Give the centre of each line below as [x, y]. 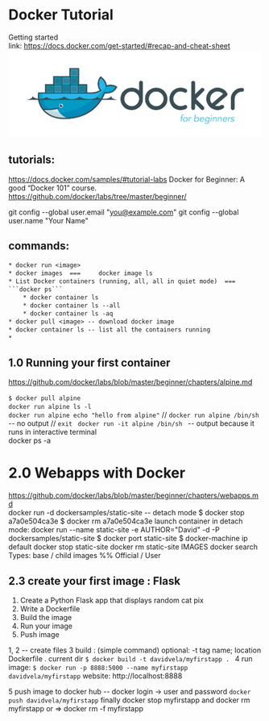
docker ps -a [29, 440]
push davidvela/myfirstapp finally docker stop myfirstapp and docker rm [129, 700]
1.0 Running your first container [89, 363]
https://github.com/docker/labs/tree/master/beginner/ [97, 196]
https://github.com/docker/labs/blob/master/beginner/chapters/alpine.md [130, 382]
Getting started [33, 37]
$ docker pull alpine [45, 398]
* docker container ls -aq [68, 314]
